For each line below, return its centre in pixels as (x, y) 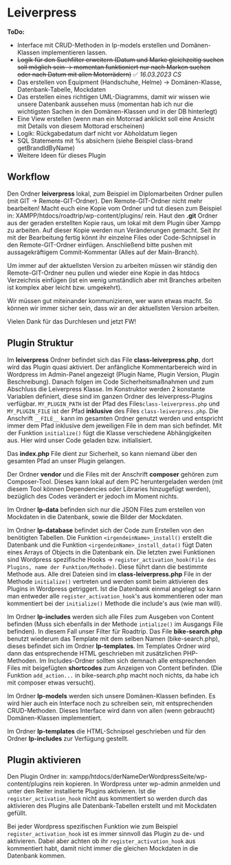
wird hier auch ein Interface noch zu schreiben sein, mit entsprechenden (110, 703)
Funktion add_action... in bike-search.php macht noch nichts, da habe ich (113, 675)
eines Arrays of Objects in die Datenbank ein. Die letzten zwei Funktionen (111, 552)
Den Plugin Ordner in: (37, 777)
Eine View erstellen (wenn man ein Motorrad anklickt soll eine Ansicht (115, 118)
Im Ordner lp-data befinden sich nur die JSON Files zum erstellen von (106, 509)
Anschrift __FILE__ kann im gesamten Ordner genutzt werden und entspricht (115, 418)
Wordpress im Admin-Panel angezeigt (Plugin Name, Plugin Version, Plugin (113, 374)
